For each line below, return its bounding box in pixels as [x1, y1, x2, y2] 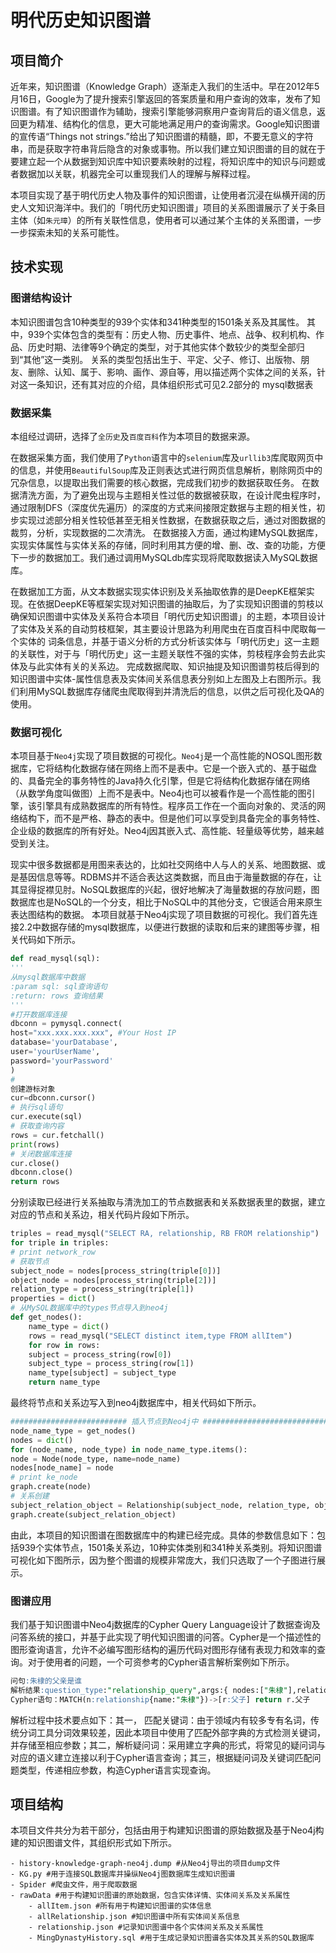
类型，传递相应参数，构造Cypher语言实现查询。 [18, 1764, 217, 1776]
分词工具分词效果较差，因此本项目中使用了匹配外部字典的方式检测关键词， [18, 1726, 326, 1738]
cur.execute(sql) [10, 1112, 83, 1122]
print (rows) [10, 1139, 60, 1150]
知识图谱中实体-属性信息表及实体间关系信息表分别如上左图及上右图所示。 [10, 672, 313, 685]
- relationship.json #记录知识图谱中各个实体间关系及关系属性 [28, 1922, 264, 1933]
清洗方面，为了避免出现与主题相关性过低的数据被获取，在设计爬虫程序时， [18, 489, 326, 501]
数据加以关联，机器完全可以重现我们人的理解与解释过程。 [18, 168, 256, 180]
